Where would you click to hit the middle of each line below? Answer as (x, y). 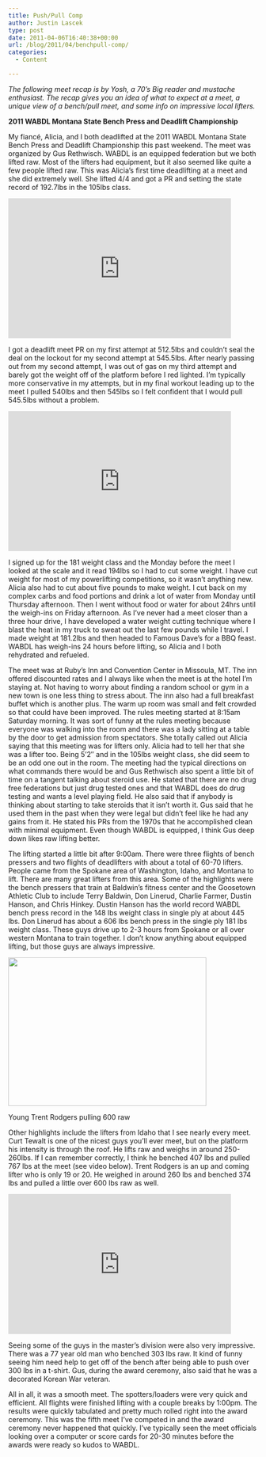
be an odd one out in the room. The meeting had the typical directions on (127, 763)
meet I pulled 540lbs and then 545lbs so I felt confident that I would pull (125, 391)
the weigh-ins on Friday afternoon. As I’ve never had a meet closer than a (128, 612)
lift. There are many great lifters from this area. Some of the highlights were (131, 879)
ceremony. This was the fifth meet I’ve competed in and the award (116, 1419)
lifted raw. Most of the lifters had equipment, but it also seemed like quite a (130, 162)
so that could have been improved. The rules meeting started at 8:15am (124, 712)
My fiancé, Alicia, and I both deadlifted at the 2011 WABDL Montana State (127, 136)
